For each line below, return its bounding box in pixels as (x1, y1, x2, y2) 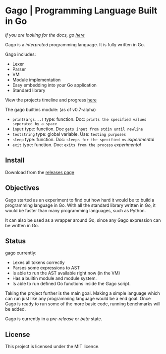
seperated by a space (12, 121, 57, 126)
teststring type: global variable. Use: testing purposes (12, 131, 126, 137)
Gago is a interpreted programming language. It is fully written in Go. (5, 41, 145, 47)
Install (5, 156, 25, 165)
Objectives (5, 184, 40, 192)
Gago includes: (5, 51, 36, 57)
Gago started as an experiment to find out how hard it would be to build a (5, 197, 155, 203)
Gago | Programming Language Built (5, 5, 158, 16)
